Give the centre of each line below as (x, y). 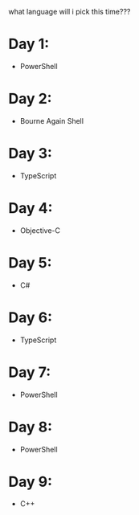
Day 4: (31, 208)
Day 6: (31, 317)
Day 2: (30, 99)
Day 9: (31, 482)
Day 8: (31, 427)
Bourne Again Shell (52, 121)
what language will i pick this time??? (69, 12)
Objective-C (40, 230)
